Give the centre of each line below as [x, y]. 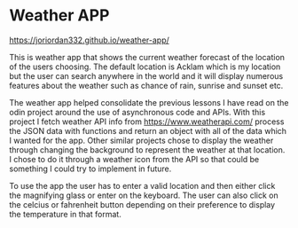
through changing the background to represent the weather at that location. [147, 149]
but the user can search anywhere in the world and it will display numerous [146, 75]
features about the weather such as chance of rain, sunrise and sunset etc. [146, 85]
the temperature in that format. [65, 214]
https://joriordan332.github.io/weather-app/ [90, 40]
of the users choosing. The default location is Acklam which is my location [145, 67]
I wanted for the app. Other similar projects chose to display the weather [141, 140]
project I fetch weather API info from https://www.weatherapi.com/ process [147, 122]
